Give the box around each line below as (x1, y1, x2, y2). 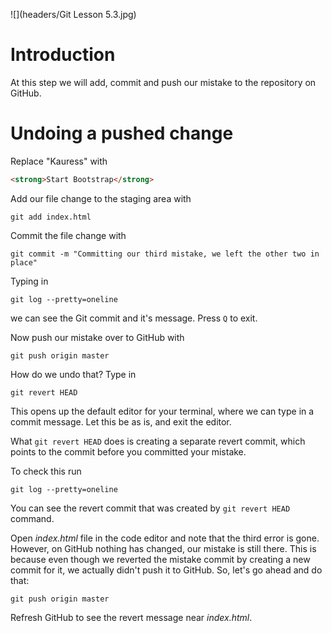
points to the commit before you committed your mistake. (10, 445, 247, 458)
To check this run (10, 465, 82, 477)
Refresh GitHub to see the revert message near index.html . (10, 611, 253, 623)
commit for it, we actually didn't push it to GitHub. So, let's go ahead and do (10, 564, 323, 576)
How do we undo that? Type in (10, 368, 137, 380)
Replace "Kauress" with (10, 155, 108, 167)
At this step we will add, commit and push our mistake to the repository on (10, 76, 317, 88)
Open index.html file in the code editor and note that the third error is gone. (10, 532, 320, 544)
